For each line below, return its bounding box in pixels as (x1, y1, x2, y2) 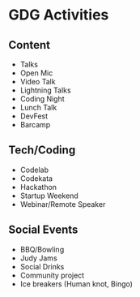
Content (8, 38, 51, 52)
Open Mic (19, 68, 53, 78)
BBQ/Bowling (19, 244, 65, 254)
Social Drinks (19, 261, 65, 271)
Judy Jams (19, 253, 58, 263)
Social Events (8, 223, 78, 237)
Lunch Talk (19, 103, 57, 112)
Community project (19, 270, 85, 280)
